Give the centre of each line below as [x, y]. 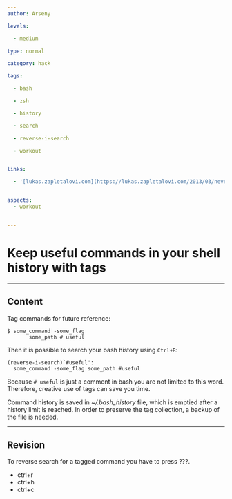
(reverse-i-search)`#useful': [51, 363]
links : [17, 169]
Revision [26, 445]
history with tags [57, 267]
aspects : [20, 200]
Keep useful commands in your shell [114, 253]
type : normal [26, 51]
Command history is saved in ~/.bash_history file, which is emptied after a [113, 402]
